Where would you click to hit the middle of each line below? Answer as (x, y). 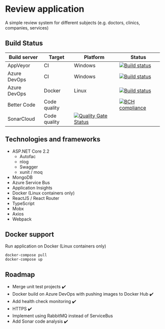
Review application (45, 9)
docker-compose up (24, 260)
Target (57, 57)
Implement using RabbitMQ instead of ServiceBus (62, 316)
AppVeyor (19, 65)
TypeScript (23, 203)
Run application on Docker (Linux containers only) (56, 246)
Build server (24, 57)
